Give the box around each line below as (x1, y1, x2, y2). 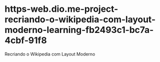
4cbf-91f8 (4, 35, 47, 46)
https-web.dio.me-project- (4, 3, 119, 15)
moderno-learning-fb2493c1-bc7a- (4, 25, 154, 35)
